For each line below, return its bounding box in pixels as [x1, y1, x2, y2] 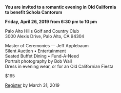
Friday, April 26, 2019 [5, 19, 50, 24]
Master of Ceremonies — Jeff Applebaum [5, 43, 89, 48]
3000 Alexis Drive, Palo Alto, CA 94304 [5, 34, 84, 39]
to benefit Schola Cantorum [5, 9, 62, 15]
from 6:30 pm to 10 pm [50, 19, 97, 24]
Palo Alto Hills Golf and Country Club [5, 28, 79, 34]
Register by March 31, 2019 [5, 82, 60, 88]
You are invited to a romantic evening [5, 4, 82, 10]
